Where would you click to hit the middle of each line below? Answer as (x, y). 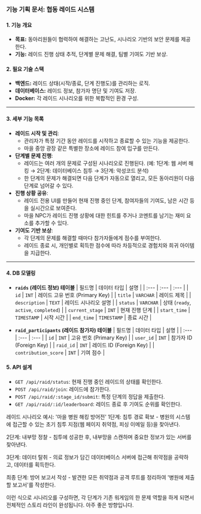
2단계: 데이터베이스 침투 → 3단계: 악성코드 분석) (93, 170)
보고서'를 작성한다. (34, 485)
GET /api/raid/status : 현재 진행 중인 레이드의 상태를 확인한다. (89, 381)
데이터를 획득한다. (35, 464)
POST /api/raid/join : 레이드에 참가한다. (63, 389)
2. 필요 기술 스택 (25, 69)
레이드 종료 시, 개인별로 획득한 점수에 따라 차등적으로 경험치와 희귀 (101, 245)
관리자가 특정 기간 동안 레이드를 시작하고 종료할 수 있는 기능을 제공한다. (107, 140)
